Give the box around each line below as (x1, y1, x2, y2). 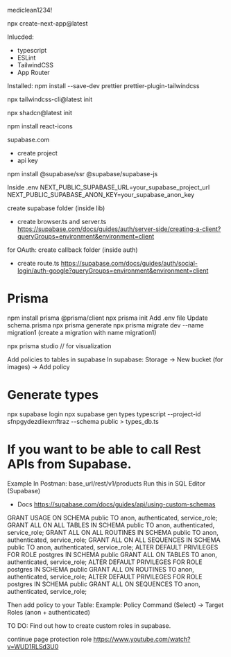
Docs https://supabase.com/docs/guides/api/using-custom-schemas (17, 500, 216, 509)
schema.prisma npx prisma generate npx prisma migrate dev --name (7, 321, 205, 329)
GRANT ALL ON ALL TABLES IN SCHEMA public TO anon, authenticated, (7, 520, 215, 529)
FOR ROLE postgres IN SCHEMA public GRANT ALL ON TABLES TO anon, (7, 550, 217, 558)
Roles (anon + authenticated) (7, 608, 90, 616)
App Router (17, 69, 50, 76)
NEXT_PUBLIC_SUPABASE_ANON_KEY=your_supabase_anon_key (7, 191, 195, 198)
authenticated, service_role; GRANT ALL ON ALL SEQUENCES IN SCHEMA (7, 536, 221, 544)
